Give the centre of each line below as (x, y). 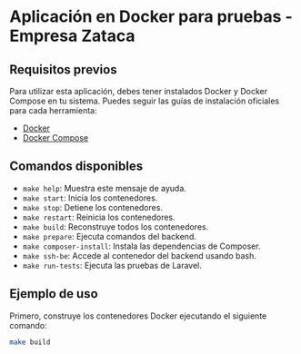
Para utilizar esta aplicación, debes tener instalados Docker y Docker (139, 91)
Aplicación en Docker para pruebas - (151, 17)
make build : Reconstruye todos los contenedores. (115, 226)
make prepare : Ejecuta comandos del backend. (110, 236)
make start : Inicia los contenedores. (90, 198)
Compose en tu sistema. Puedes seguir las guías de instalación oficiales (145, 101)
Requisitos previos (63, 69)
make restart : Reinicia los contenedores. (99, 217)
